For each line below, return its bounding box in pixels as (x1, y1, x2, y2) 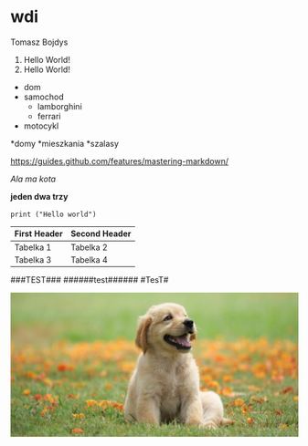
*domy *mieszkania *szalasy (10, 138, 120, 149)
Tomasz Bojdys (10, 36, 69, 47)
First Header (14, 228, 63, 239)
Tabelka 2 (70, 242, 108, 253)
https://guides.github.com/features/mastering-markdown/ (10, 155, 229, 166)
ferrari (37, 110, 61, 121)
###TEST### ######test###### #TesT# (10, 275, 169, 285)
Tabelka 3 (14, 254, 52, 265)
